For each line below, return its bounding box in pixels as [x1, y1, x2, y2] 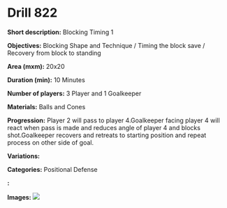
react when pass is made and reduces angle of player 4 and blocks [7, 123, 201, 131]
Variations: [7, 152, 41, 160]
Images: [7, 193, 31, 201]
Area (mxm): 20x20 [7, 62, 65, 70]
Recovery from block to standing [7, 49, 101, 57]
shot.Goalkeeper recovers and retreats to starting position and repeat [7, 131, 207, 139]
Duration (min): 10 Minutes [7, 75, 85, 84]
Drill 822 [7, 5, 58, 21]
